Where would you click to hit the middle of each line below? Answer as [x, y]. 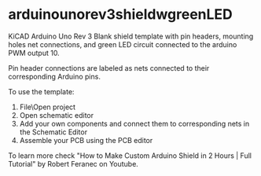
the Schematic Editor [53, 132]
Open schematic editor [57, 115]
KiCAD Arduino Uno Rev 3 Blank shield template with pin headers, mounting [131, 36]
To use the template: [41, 91]
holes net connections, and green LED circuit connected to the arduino [123, 44]
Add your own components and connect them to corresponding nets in [134, 123]
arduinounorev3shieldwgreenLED [121, 15]
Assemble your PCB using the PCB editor [86, 140]
